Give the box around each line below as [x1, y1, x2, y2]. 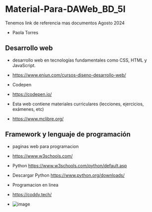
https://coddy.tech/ [12, 191, 52, 197]
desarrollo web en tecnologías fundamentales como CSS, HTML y [12, 57, 147, 63]
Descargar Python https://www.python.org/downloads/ [12, 172, 125, 178]
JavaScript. [12, 62, 36, 68]
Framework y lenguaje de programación [5, 130, 131, 139]
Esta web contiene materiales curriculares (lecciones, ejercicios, [12, 101, 144, 107]
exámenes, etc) [12, 106, 44, 112]
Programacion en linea [12, 182, 58, 188]
